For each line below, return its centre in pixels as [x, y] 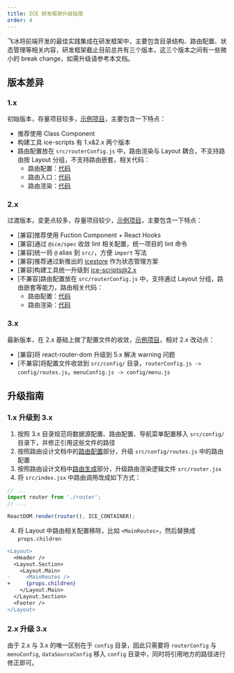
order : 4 [20, 20]
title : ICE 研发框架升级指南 [45, 14]
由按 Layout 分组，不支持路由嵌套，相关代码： [84, 160]
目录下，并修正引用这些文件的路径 [66, 443]
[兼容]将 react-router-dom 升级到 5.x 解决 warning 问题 [96, 354]
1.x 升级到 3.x [30, 418]
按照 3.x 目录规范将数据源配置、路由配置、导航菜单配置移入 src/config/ [121, 434]
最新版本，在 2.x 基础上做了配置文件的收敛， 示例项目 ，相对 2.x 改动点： [111, 340]
